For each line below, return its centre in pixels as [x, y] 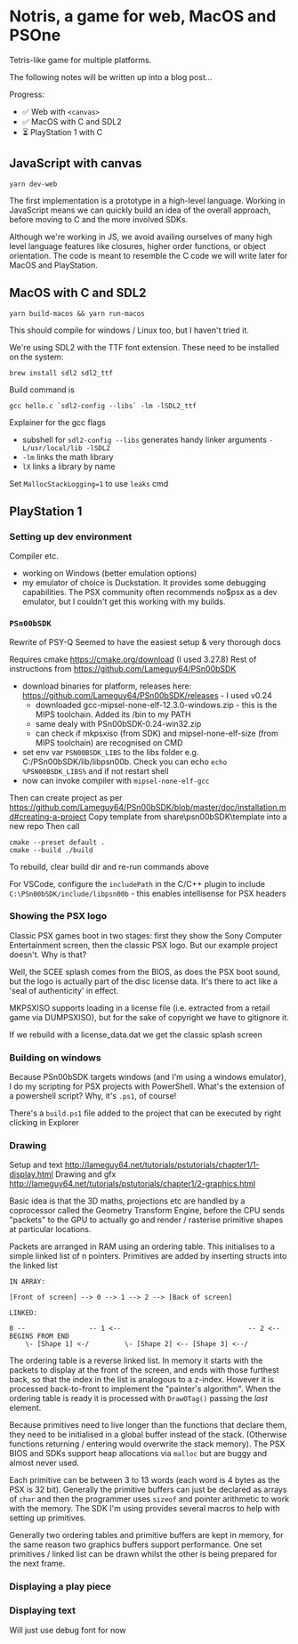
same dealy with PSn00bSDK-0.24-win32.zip [118, 723]
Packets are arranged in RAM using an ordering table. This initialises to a [142, 1246]
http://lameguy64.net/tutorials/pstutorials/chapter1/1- [162, 1165]
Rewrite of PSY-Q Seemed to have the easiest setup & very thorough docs [145, 641]
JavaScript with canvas [76, 163]
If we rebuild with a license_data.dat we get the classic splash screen [136, 1035]
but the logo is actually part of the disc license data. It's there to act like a [144, 981]
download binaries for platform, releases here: [107, 686]
